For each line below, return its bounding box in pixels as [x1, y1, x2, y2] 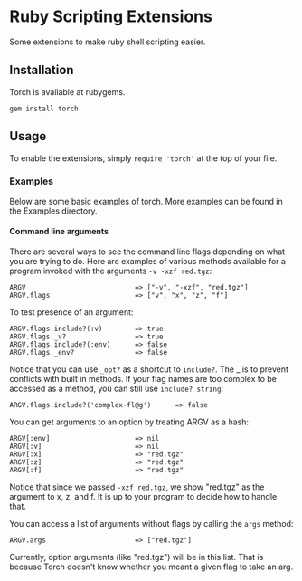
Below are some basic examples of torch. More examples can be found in [9, 195, 283, 206]
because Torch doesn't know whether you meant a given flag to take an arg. [9, 561, 294, 572]
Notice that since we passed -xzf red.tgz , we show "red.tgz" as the [9, 481, 265, 492]
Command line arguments [9, 226, 109, 237]
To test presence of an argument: [9, 307, 134, 318]
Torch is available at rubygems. [9, 86, 126, 97]
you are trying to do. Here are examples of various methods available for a [9, 256, 287, 267]
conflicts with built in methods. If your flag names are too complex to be [9, 374, 278, 385]
